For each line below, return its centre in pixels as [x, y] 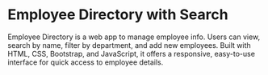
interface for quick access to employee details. [86, 62]
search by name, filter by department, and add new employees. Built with [129, 45]
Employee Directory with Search [118, 15]
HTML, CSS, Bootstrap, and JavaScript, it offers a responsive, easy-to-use [132, 53]
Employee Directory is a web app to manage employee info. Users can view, [134, 37]
